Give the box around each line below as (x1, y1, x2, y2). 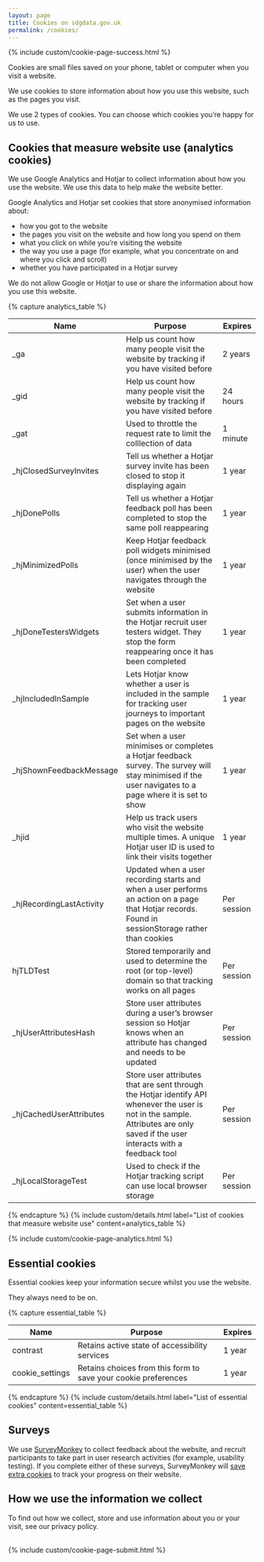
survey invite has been (125, 460, 210, 471)
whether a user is (125, 679, 190, 690)
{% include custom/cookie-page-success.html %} (8, 48, 171, 57)
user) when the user (125, 565, 200, 576)
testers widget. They (125, 626, 202, 637)
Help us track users (125, 812, 198, 823)
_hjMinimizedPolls (12, 559, 79, 570)
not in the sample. (125, 1109, 192, 1120)
